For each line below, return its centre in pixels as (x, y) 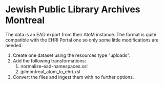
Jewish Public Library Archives (73, 9)
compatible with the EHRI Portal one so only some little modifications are (82, 40)
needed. (14, 45)
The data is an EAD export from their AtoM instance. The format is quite (81, 34)
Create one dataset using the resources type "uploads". (71, 55)
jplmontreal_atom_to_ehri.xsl (50, 71)
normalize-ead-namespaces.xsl (54, 66)
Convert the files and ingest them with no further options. (73, 77)
